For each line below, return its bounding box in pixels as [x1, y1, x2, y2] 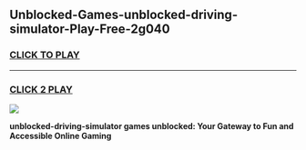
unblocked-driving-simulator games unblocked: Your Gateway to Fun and [9, 120, 294, 131]
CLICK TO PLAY [9, 49, 80, 62]
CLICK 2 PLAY [9, 83, 73, 95]
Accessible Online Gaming [9, 130, 112, 141]
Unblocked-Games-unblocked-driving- [9, 7, 239, 23]
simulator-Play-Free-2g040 [9, 22, 170, 37]
